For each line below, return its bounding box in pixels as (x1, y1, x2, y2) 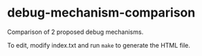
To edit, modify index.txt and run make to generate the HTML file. (7, 41, 191, 49)
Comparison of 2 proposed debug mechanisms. (7, 28, 144, 36)
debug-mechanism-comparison (7, 5, 196, 21)
